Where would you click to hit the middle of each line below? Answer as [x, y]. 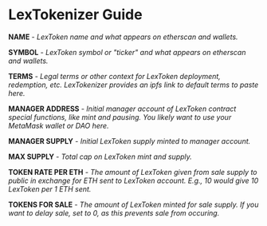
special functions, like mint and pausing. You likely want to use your [120, 117]
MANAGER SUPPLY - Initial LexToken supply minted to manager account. [130, 141]
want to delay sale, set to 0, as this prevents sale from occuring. [114, 212]
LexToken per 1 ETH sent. [50, 188]
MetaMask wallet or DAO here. [59, 125]
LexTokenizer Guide [75, 15]
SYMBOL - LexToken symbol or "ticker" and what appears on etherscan [127, 52]
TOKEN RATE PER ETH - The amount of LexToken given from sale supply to [133, 172]
